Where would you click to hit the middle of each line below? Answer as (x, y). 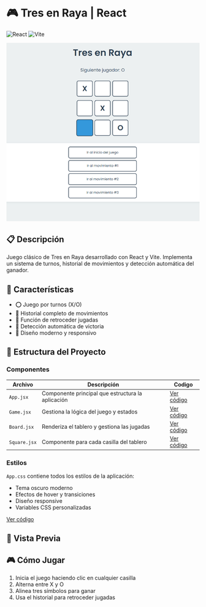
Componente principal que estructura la (92, 393)
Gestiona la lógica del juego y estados (90, 412)
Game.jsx (20, 412)
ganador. (17, 270)
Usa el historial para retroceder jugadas (65, 598)
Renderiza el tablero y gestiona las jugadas (96, 427)
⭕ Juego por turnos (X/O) (48, 304)
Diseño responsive (39, 501)
